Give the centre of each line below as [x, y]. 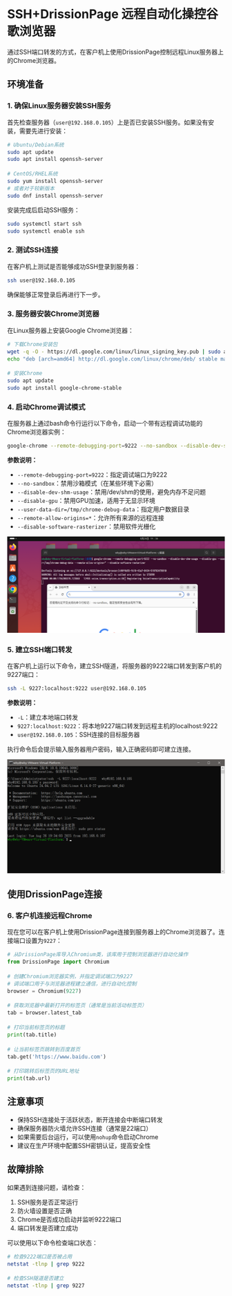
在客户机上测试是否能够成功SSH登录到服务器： [74, 266]
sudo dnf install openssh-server [55, 196]
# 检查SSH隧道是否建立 [36, 1279]
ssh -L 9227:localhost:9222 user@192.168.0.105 [77, 689]
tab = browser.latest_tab [44, 1013]
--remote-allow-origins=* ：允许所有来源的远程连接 [90, 518]
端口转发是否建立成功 [47, 1228]
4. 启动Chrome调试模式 [46, 407]
